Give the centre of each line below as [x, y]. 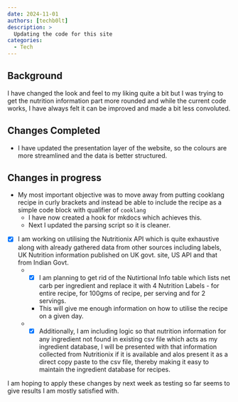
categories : [25, 41]
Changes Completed [54, 131]
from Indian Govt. [43, 262]
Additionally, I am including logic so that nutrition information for [132, 331]
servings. [52, 301]
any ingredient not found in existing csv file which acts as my [128, 339]
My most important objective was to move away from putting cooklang [121, 195]
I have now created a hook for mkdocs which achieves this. [115, 217]
